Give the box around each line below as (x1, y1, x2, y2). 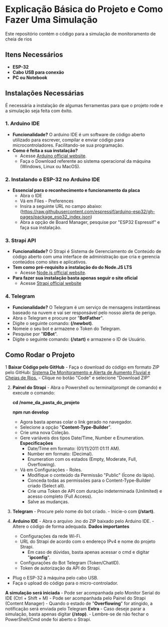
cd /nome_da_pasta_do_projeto (12, 399, 80, 405)
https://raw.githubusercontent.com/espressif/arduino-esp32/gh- (22, 209, 155, 215)
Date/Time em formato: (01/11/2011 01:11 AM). (27, 445, 120, 451)
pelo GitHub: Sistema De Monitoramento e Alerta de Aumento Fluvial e (5, 369, 150, 375)
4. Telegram (5, 293, 35, 300)
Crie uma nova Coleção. (20, 429, 70, 435)
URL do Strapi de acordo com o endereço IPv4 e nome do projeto (20, 538, 155, 544)
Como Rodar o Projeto (5, 351, 75, 359)
